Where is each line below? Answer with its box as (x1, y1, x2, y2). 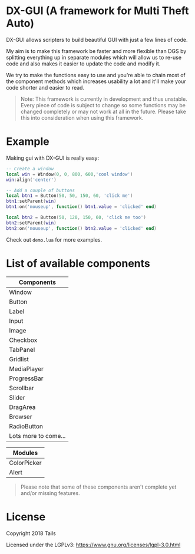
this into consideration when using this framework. (20, 114, 144, 121)
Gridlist (9, 355, 29, 363)
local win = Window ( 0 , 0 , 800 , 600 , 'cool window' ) (6, 171, 133, 177)
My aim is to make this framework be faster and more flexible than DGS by (6, 47, 187, 54)
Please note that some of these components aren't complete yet (20, 483, 177, 490)
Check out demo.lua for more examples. (6, 236, 103, 243)
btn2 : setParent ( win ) (6, 220, 57, 226)
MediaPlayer (9, 364, 44, 372)
